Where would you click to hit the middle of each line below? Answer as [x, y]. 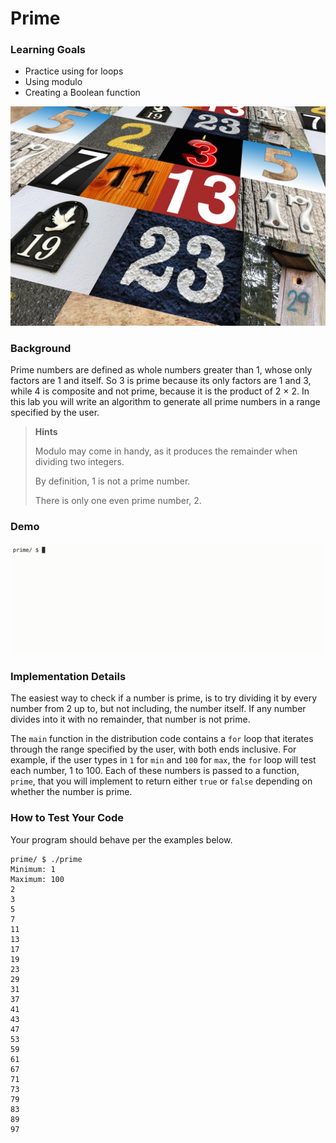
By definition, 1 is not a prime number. [112, 481]
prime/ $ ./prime [46, 859]
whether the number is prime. [71, 792]
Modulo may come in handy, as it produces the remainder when [166, 451]
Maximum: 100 [37, 879]
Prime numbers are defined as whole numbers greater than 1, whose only [161, 370]
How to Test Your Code [67, 818]
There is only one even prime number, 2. [118, 501]
